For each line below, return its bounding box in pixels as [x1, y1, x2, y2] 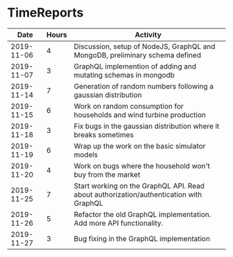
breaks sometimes [74, 130, 134, 139]
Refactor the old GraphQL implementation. [74, 209, 212, 219]
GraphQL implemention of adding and [74, 61, 196, 71]
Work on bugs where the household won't [74, 161, 210, 170]
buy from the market [74, 170, 141, 179]
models [74, 150, 98, 159]
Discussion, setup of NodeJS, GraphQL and [74, 42, 216, 51]
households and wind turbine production [74, 109, 206, 119]
